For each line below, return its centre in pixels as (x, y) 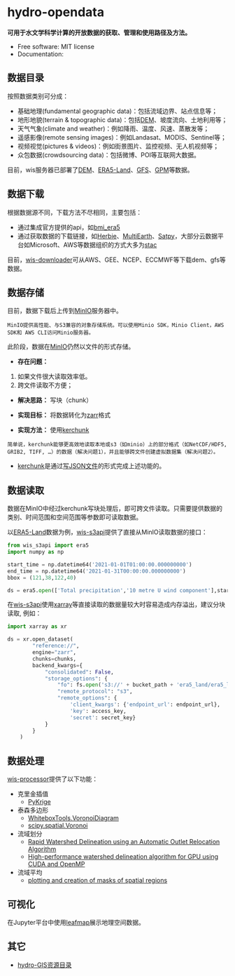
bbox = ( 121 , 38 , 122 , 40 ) (42, 577)
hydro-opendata (56, 12)
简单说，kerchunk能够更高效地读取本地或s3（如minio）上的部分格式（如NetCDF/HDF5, (117, 445)
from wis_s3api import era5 (48, 546)
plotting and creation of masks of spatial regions (98, 881)
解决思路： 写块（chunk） (55, 400)
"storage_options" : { (76, 678)
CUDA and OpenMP (56, 864)
